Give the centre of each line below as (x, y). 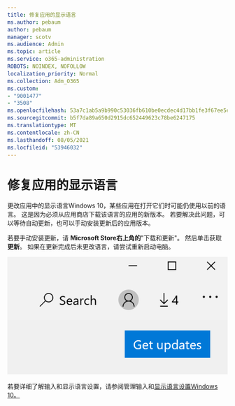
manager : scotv (29, 37)
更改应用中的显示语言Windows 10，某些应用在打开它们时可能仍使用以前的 (114, 205)
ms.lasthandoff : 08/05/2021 (48, 140)
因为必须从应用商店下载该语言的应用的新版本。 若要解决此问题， (126, 215)
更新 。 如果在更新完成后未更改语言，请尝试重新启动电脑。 (91, 247)
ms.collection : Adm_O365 (43, 81)
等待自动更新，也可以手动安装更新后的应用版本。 (84, 223)
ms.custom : (23, 88)
